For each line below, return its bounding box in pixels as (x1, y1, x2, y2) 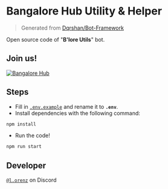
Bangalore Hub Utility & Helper (6, 4, 162, 18)
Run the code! (15, 132, 50, 139)
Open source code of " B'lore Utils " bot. (6, 36, 105, 43)
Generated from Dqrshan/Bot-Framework (21, 24, 124, 31)
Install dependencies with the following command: (15, 109, 141, 117)
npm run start (6, 144, 42, 150)
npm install (6, 121, 36, 127)
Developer (6, 160, 47, 170)
